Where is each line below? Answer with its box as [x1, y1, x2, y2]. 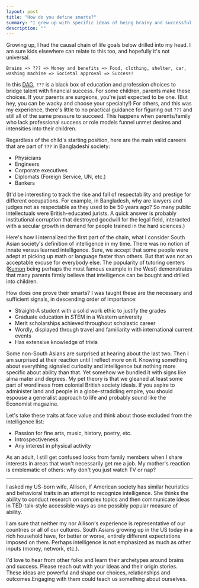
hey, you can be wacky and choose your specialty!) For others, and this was [6, 100, 192, 107]
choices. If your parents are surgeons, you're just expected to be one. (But [6, 94, 188, 101]
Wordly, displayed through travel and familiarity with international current [14, 326, 193, 333]
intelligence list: [6, 418, 44, 425]
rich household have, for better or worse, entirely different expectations [6, 532, 181, 539]
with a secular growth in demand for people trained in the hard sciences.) [6, 223, 185, 230]
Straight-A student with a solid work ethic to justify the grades [14, 307, 166, 314]
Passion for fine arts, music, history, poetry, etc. [14, 430, 132, 437]
